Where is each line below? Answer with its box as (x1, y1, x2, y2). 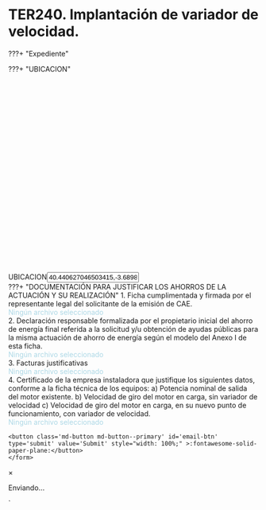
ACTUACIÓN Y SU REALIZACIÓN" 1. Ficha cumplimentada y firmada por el (8, 290, 252, 300)
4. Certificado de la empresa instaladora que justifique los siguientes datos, (8, 375, 256, 384)
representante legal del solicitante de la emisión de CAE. (8, 298, 193, 308)
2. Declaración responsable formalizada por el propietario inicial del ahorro (8, 316, 253, 325)
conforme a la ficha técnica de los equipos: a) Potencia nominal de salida (8, 383, 248, 393)
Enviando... (8, 483, 45, 492)
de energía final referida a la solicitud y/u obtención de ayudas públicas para (8, 324, 259, 333)
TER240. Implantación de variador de (8, 6, 259, 24)
